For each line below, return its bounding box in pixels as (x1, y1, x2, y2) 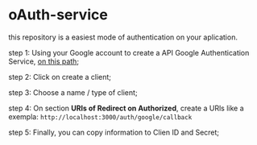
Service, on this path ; (8, 56, 79, 66)
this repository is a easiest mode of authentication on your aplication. (8, 32, 238, 42)
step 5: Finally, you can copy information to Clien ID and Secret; (8, 127, 220, 137)
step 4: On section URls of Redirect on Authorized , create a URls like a (8, 103, 244, 113)
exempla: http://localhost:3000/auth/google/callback (8, 111, 193, 122)
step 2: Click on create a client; (8, 72, 111, 81)
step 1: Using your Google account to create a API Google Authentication (8, 48, 250, 57)
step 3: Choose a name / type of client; (8, 87, 139, 97)
